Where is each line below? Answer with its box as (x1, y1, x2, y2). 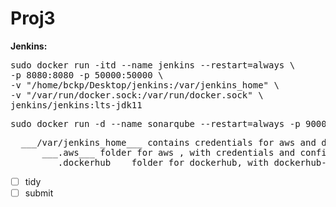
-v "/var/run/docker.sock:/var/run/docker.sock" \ (10, 89, 264, 101)
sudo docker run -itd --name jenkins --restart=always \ (10, 59, 296, 71)
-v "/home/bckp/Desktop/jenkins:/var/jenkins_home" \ (10, 79, 280, 91)
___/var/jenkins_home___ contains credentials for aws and (20, 137, 317, 148)
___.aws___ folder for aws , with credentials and (41, 147, 296, 158)
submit (24, 187, 54, 199)
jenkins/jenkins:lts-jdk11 (10, 99, 143, 111)
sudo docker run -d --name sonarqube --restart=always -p (10, 118, 301, 129)
